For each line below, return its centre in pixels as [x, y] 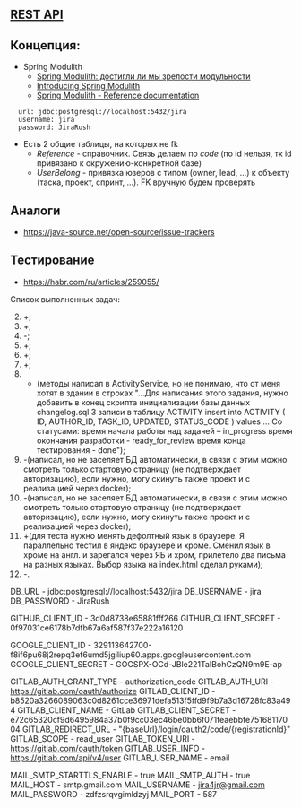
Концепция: [45, 45]
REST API [37, 15]
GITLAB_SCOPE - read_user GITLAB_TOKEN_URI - [103, 738]
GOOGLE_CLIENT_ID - [51, 645]
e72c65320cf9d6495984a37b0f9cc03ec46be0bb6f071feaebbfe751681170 [149, 719]
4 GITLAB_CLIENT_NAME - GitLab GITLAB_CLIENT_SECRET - [123, 710]
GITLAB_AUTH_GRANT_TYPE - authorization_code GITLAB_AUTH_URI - [142, 682]
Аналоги [35, 210]
